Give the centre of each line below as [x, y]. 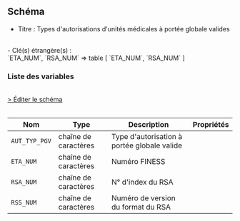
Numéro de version [144, 198]
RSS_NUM [24, 203]
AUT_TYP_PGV [31, 141]
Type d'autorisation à [147, 137]
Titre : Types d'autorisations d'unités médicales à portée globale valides [124, 29]
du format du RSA [141, 207]
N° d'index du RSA [142, 183]
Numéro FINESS [138, 162]
